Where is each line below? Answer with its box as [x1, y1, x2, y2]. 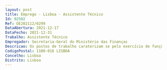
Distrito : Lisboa [5, 58, 41, 63]
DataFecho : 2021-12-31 [5, 30, 52, 35]
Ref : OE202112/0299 [5, 21, 46, 26]
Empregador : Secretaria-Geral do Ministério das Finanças [5, 39, 128, 44]
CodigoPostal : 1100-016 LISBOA [5, 48, 70, 53]
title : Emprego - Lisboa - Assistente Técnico [5, 12, 103, 17]
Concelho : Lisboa [5, 53, 41, 58]
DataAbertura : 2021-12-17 [5, 26, 59, 31]
